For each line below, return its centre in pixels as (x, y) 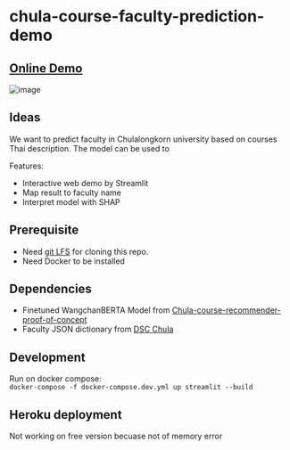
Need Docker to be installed (73, 261)
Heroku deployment (66, 415)
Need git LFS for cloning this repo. (85, 251)
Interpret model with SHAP (71, 201)
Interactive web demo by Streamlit (85, 183)
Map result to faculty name (72, 192)
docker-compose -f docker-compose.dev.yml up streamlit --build (131, 388)
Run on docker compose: (56, 379)
